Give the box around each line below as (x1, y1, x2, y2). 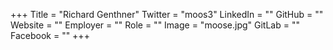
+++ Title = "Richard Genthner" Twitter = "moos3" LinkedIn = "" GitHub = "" (10, 9, 324, 20)
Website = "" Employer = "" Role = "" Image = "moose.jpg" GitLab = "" (10, 19, 300, 31)
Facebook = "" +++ (10, 30, 90, 41)
